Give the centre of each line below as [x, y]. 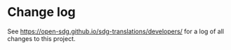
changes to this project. [41, 38]
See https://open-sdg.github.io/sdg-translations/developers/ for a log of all [116, 31]
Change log [41, 12]
